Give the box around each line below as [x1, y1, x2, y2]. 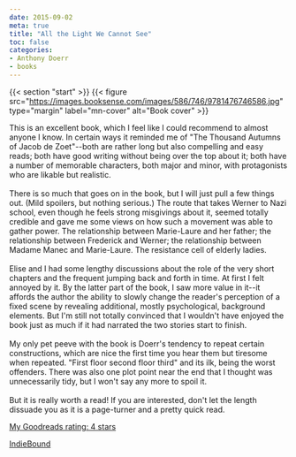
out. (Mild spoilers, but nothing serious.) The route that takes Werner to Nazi [9, 197, 287, 208]
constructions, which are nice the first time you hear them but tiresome [9, 347, 268, 358]
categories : [9, 46, 53, 55]
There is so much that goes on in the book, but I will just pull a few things [9, 187, 275, 199]
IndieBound [9, 438, 51, 449]
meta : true [9, 21, 49, 30]
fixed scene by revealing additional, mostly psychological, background [9, 301, 266, 311]
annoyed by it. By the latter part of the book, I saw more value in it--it [9, 282, 261, 293]
